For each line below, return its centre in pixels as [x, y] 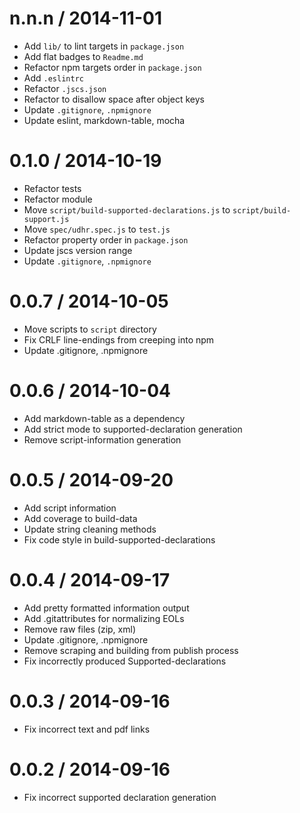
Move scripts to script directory [90, 329]
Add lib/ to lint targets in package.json [104, 46]
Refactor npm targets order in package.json [112, 67]
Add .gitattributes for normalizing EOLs [104, 618]
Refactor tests [52, 188]
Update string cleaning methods [90, 529]
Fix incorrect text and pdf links [87, 729]
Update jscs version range [78, 250]
